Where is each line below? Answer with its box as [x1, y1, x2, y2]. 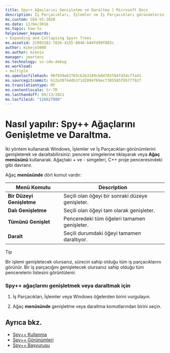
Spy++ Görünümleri [12, 337, 54, 343]
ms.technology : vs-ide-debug [5, 59, 67, 64]
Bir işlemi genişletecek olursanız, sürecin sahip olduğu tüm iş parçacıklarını [5, 259, 161, 265]
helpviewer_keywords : [5, 31, 51, 36]
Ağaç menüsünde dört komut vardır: [5, 172, 82, 178]
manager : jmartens [5, 54, 44, 60]
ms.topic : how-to [5, 26, 42, 31]
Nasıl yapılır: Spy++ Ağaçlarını [5, 118, 136, 130]
